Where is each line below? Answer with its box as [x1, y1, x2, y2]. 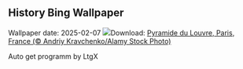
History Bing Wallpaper [8, 6, 124, 20]
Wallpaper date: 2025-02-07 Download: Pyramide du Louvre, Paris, [8, 27, 235, 38]
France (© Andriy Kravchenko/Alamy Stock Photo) [8, 36, 171, 45]
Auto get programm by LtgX [8, 51, 98, 61]
